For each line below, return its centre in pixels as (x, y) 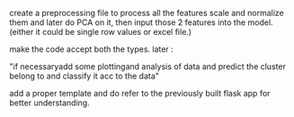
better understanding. (49, 103)
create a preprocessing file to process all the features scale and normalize (147, 13)
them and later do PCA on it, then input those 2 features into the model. (141, 22)
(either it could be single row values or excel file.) (100, 32)
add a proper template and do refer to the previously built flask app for (140, 93)
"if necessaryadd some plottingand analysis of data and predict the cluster (147, 67)
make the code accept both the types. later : (91, 49)
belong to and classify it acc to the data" (85, 76)
